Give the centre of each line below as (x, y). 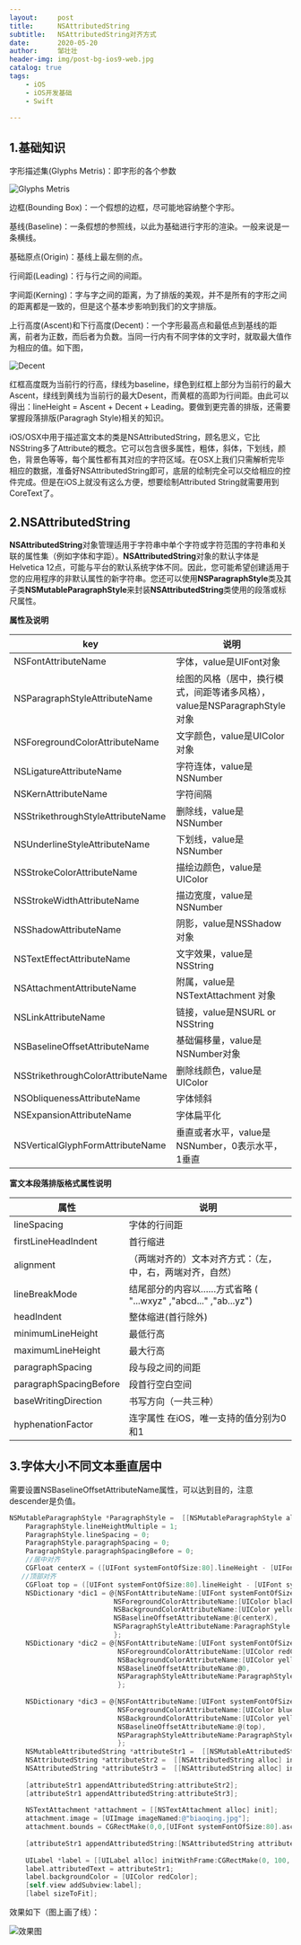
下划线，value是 (210, 839)
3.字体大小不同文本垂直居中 (86, 1467)
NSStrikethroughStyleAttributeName (90, 816)
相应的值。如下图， (52, 348)
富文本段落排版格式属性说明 (60, 1183)
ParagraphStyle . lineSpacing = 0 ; (88, 1534)
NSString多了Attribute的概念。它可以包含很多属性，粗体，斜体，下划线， (144, 448)
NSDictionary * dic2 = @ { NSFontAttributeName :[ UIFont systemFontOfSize (160, 1643)
